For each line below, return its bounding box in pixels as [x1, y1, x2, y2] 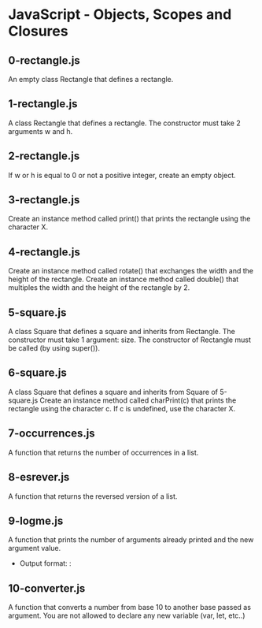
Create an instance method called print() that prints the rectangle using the [8, 214, 251, 224]
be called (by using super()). [8, 344, 101, 353]
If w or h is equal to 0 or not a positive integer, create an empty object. [8, 170, 236, 180]
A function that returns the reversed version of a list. [8, 491, 178, 501]
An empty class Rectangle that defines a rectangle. [8, 75, 174, 84]
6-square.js [8, 366, 67, 380]
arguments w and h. [8, 126, 73, 136]
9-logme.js [8, 514, 64, 527]
